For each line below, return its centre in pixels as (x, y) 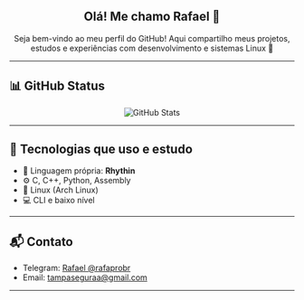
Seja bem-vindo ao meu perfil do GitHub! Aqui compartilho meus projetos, (152, 38)
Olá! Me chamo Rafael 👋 (152, 17)
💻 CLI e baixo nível (58, 201)
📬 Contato (42, 242)
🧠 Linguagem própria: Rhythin (79, 171)
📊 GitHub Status (57, 86)
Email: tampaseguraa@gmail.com (85, 277)
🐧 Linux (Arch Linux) (60, 190)
